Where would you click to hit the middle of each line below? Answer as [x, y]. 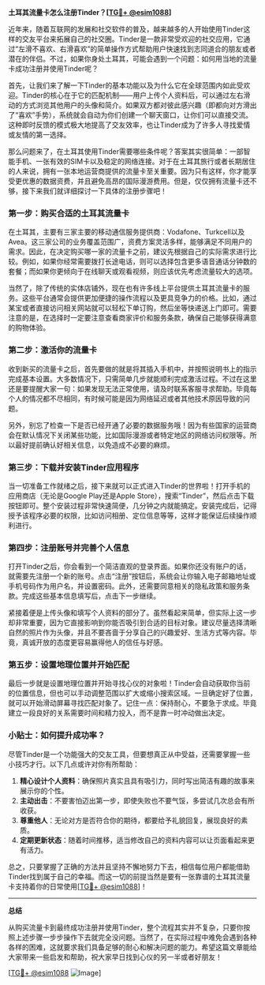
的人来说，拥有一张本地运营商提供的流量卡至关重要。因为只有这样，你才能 [129, 171]
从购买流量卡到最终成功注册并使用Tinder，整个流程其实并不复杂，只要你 [126, 927]
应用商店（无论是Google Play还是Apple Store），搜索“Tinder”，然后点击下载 [131, 496]
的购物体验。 [29, 328]
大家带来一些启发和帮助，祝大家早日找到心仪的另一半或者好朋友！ [115, 957]
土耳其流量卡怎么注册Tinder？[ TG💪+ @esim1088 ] [90, 12]
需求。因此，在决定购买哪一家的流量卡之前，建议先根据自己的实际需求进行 [129, 252]
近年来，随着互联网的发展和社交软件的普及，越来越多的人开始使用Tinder [126, 29]
